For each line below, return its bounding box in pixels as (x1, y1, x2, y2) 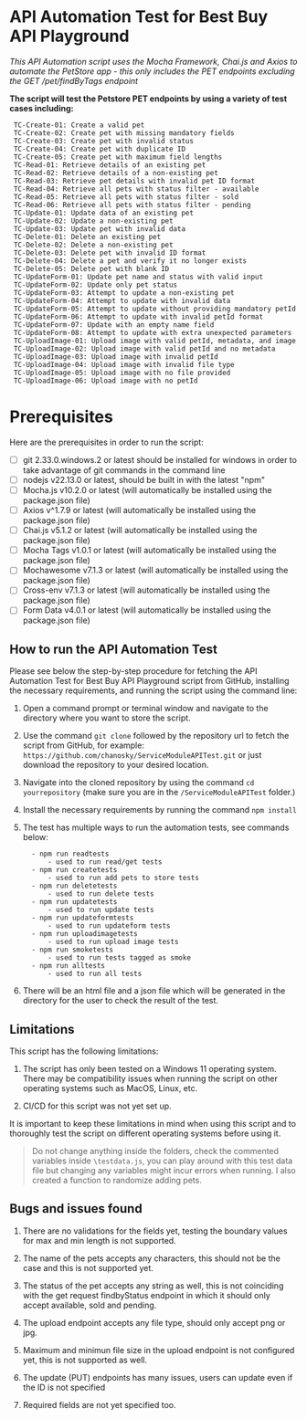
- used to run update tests (47, 906, 154, 915)
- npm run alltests (31, 962, 105, 971)
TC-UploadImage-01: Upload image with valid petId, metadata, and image (13, 336, 297, 345)
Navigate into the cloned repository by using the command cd (22, 777, 255, 788)
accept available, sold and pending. (22, 1299, 157, 1310)
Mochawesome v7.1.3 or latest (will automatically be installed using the (22, 564, 289, 576)
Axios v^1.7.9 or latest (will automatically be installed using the (22, 505, 257, 516)
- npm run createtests (31, 866, 118, 875)
